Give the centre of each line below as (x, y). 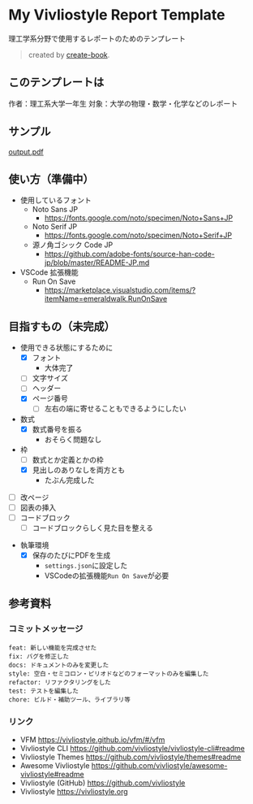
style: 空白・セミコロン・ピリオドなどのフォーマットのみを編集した (109, 674)
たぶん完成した (69, 480)
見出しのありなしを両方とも (79, 470)
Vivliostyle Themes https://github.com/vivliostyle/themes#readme (131, 757)
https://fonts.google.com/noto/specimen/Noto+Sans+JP (139, 218)
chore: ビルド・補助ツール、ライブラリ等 (70, 700)
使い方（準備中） (51, 179)
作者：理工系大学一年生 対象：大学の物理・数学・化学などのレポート (123, 103)
